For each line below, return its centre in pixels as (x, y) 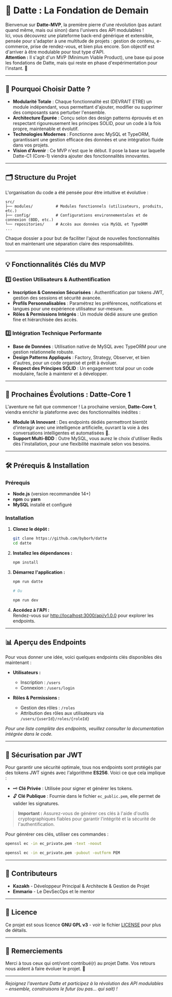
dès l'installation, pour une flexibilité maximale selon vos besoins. (82, 444)
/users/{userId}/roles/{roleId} (55, 719)
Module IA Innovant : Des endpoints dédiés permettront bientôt (80, 422)
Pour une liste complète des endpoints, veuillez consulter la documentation (85, 729)
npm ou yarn (27, 500)
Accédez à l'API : (31, 610)
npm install (25, 563)
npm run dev (25, 600)
